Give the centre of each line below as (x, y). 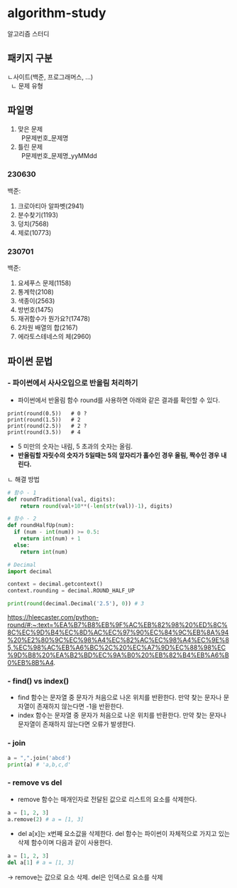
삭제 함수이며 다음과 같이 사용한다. (65, 842)
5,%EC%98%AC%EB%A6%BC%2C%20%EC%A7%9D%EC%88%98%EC (116, 648)
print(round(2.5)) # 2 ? (47, 426)
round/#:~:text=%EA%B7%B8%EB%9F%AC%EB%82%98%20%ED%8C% (118, 625)
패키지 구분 (30, 58)
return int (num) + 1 (50, 539)
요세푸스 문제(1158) (44, 283)
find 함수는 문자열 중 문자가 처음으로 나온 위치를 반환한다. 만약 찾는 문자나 (120, 698)
